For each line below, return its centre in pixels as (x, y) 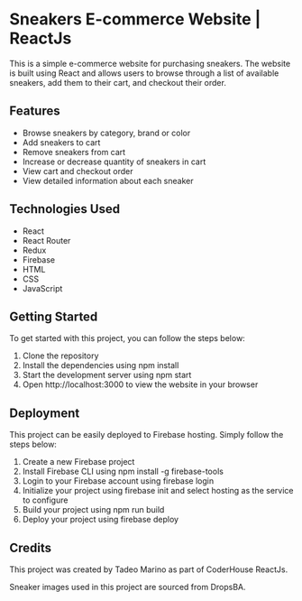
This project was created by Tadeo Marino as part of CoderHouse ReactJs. (149, 569)
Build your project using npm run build (93, 510)
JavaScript (42, 288)
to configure (45, 500)
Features (35, 111)
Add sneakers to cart (61, 142)
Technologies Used (64, 209)
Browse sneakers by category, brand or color (106, 133)
